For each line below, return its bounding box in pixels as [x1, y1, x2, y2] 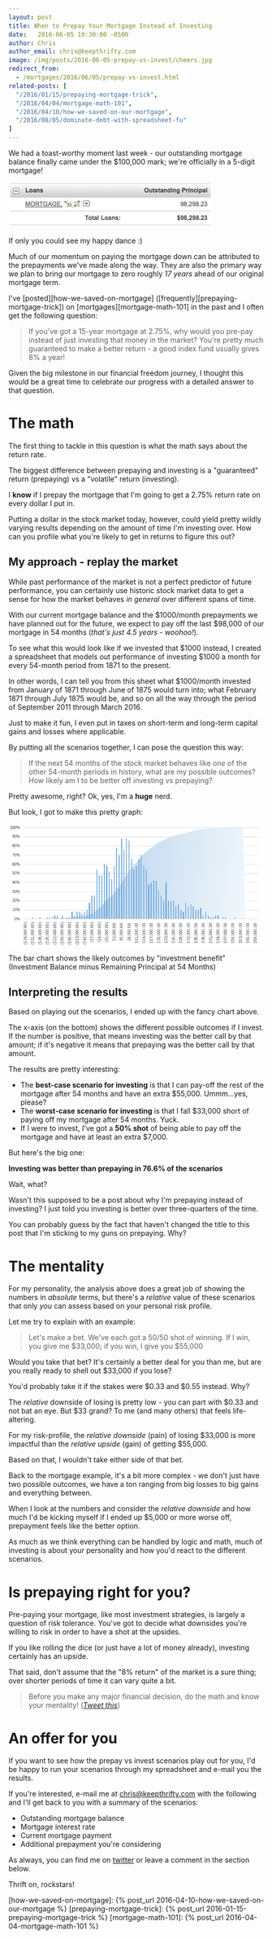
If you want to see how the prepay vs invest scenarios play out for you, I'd [8, 1756, 256, 1765]
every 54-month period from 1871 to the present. [8, 660, 171, 670]
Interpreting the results [8, 986, 128, 1000]
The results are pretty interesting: [8, 1064, 120, 1075]
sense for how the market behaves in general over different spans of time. [8, 594, 257, 604]
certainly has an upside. [8, 1651, 89, 1661]
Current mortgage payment [19, 1831, 112, 1840]
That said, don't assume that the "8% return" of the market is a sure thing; [8, 1667, 257, 1677]
